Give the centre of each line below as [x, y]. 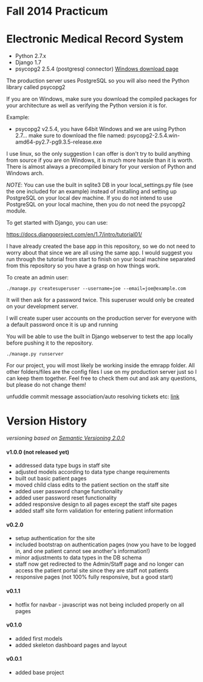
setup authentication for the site [55, 538]
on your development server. [43, 306]
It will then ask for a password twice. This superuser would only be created [100, 300]
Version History [46, 421]
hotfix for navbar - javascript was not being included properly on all [99, 605]
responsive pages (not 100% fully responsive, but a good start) [94, 577]
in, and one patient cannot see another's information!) [82, 551]
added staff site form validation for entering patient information [94, 511]
